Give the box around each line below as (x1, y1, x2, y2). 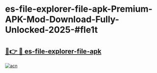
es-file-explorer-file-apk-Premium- (5, 3, 153, 15)
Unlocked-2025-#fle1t (5, 24, 98, 35)
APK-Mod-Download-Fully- (5, 14, 119, 25)
